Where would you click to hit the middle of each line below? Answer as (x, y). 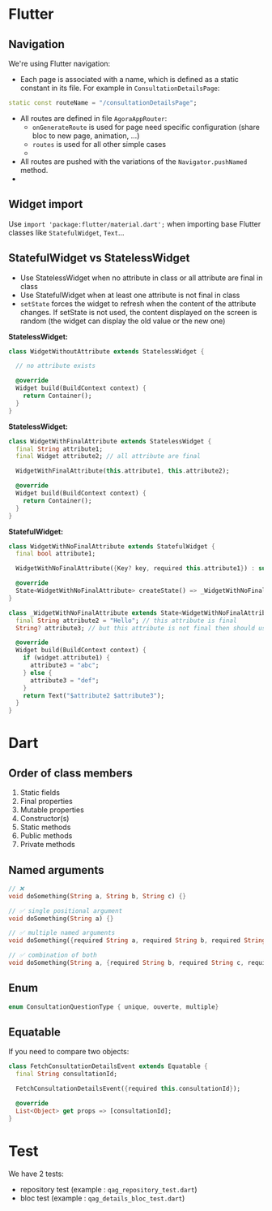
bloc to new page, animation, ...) (86, 136)
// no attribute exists (55, 366)
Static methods (45, 827)
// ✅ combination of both (53, 955)
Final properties (46, 802)
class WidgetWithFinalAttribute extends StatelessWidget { (110, 441)
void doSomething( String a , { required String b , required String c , (126, 963)
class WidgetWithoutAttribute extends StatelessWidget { (106, 351)
